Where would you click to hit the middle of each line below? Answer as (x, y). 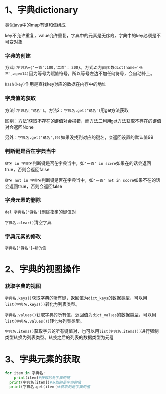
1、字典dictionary (42, 10)
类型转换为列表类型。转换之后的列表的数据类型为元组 (59, 337)
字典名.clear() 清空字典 (28, 223)
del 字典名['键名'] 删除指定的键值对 (41, 212)
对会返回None (19, 127)
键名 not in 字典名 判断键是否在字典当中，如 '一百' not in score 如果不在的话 (83, 180)
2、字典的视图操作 (43, 269)
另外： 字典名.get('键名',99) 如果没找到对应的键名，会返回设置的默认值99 (79, 137)
